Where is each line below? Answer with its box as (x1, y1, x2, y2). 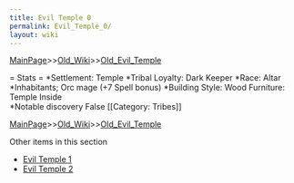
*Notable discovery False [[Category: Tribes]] (9, 101, 182, 112)
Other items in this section (9, 137, 107, 148)
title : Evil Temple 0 (9, 13, 92, 23)
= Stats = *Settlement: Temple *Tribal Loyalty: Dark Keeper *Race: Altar (9, 72, 281, 83)
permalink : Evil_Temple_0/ (9, 22, 112, 31)
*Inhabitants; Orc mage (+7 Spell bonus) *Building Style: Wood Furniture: (9, 82, 285, 93)
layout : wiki (9, 30, 59, 39)
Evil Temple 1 (22, 154, 72, 165)
